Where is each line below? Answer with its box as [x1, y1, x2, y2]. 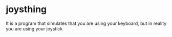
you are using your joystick [6, 25, 63, 31]
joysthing [6, 4, 47, 15]
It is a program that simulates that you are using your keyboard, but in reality [6, 20, 167, 26]
